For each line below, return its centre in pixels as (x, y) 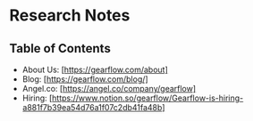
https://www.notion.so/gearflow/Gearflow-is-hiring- (148, 98)
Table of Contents (60, 48)
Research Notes (70, 16)
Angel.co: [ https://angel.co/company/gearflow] (109, 89)
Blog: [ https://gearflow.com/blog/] (85, 79)
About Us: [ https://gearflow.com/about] (95, 69)
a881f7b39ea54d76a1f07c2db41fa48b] (93, 107)
